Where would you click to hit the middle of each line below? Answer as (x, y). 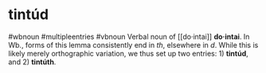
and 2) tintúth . (32, 62)
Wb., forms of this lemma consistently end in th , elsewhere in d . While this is (133, 44)
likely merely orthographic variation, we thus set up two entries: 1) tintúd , (128, 53)
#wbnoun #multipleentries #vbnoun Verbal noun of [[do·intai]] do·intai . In (129, 36)
